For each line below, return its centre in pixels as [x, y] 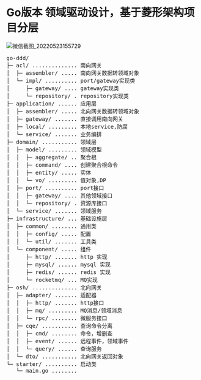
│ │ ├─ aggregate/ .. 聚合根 [51, 157]
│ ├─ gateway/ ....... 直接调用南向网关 [65, 119]
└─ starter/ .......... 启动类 [51, 364]
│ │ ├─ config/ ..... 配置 [49, 234]
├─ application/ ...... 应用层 [51, 104]
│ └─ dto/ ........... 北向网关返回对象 [65, 356]
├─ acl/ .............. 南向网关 [54, 65]
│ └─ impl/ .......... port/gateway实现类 [71, 81]
